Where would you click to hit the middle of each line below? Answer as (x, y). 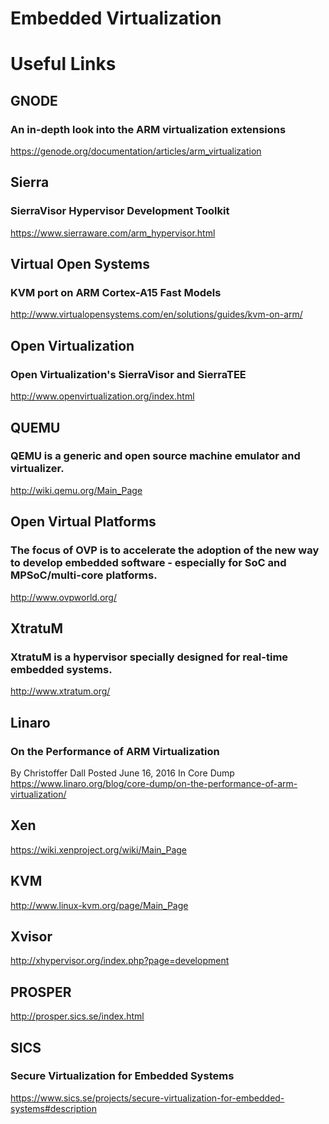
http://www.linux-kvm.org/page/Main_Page (99, 905)
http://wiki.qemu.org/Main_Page (76, 490)
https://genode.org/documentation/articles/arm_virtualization (136, 151)
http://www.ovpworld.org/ (63, 597)
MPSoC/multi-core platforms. (84, 575)
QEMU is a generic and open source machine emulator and (155, 456)
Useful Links (63, 64)
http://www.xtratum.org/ (60, 691)
